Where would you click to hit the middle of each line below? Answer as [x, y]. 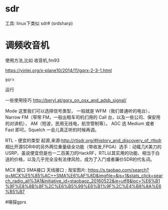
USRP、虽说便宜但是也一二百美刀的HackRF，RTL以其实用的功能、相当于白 [82, 153]
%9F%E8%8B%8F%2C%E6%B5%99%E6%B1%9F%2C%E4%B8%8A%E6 [83, 186]
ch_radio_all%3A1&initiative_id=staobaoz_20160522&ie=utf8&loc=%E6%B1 [83, 181]
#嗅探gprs [16, 202]
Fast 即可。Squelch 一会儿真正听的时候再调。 [52, 130]
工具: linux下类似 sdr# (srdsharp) [39, 23]
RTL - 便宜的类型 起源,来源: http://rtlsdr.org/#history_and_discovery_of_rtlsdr [83, 140]
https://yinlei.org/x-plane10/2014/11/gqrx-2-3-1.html [58, 70]
